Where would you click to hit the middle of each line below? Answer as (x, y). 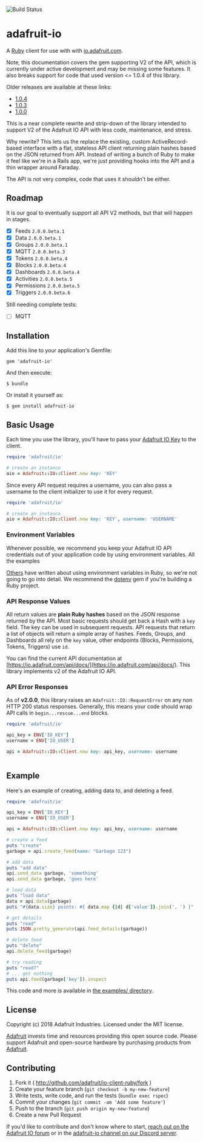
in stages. (18, 219)
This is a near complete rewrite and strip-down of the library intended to (96, 123)
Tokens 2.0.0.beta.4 (41, 258)
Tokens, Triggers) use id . (38, 646)
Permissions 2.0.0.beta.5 (48, 285)
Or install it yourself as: (35, 395)
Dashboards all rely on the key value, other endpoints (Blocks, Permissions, (100, 640)
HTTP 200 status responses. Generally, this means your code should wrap (99, 707)
